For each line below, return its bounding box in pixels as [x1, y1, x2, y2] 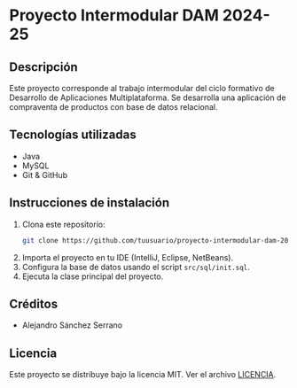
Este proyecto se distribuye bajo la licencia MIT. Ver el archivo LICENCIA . [9, 369, 277, 380]
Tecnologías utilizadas [9, 128, 137, 143]
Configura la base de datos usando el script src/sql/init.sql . [21, 261, 250, 272]
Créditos [9, 296, 59, 311]
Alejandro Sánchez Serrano [21, 320, 122, 330]
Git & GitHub [21, 169, 68, 180]
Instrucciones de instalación [9, 196, 170, 211]
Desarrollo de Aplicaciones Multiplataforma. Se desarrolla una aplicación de [9, 92, 286, 103]
